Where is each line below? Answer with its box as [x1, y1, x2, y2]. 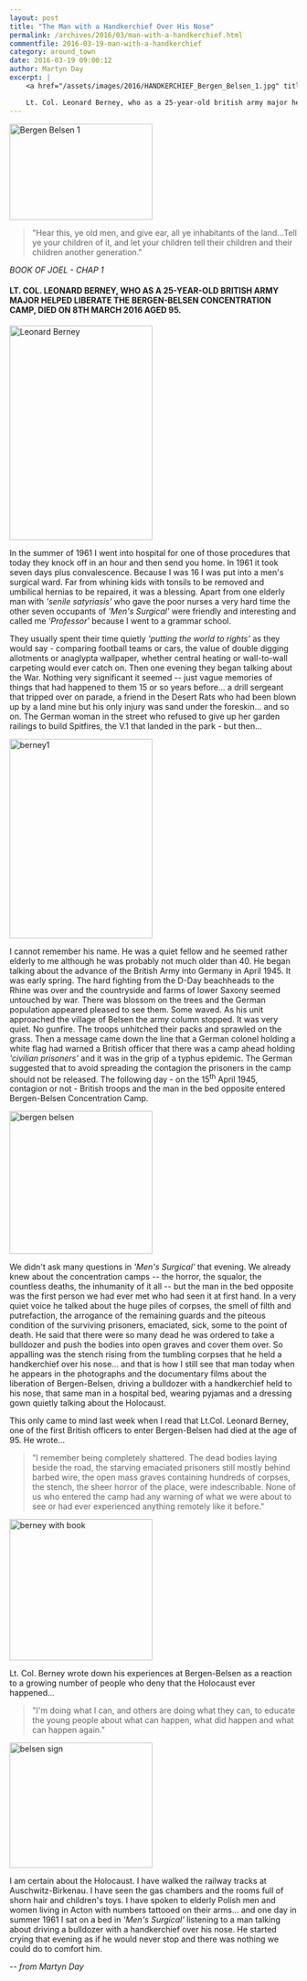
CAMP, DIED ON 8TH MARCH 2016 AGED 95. [9, 305, 182, 316]
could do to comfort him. [9, 1944, 103, 1954]
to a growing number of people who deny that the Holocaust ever [9, 1677, 256, 1688]
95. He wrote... [9, 1435, 66, 1446]
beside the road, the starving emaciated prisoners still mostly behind [31, 1462, 291, 1473]
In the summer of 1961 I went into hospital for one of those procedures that [9, 547, 291, 558]
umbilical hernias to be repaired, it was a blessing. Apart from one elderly [9, 586, 286, 597]
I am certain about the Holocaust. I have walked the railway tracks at [9, 1876, 267, 1887]
